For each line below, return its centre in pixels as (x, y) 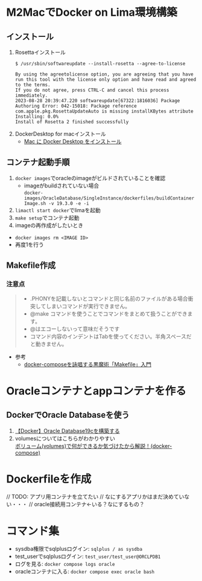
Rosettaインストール (40, 52)
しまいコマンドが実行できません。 (88, 306)
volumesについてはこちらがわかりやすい (65, 438)
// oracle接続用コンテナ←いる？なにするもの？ (87, 504)
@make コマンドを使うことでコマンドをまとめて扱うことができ (109, 313)
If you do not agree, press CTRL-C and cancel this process (92, 90)
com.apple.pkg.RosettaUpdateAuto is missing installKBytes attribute (104, 111)
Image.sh (35, 203)
